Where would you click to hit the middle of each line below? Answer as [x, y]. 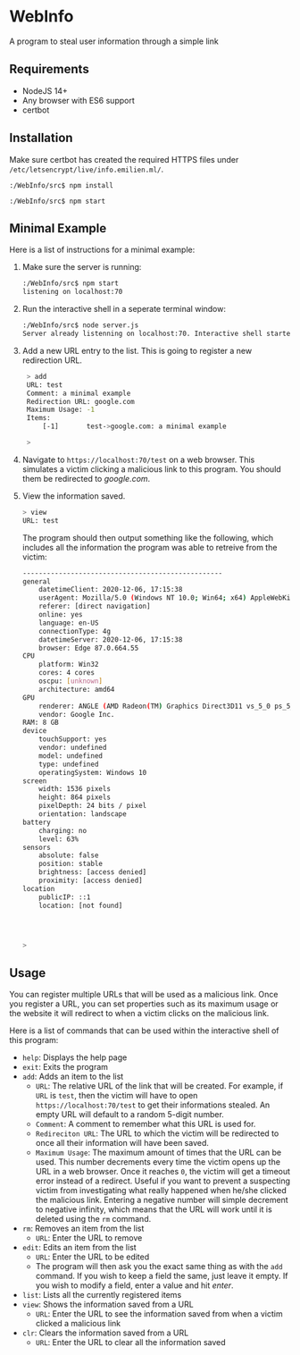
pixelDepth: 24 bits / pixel [93, 806]
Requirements [49, 69]
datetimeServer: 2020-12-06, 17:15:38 [111, 640]
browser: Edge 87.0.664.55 [89, 648]
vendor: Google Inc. [77, 714]
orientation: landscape [83, 814]
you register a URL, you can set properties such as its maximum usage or [144, 1004]
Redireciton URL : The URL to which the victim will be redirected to [157, 1133]
